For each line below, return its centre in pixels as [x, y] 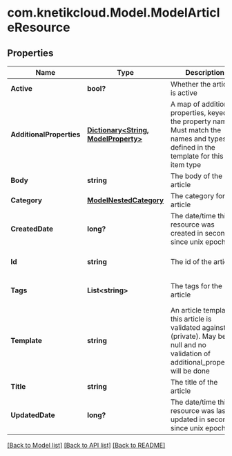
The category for [198, 196]
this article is [191, 319]
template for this [197, 156]
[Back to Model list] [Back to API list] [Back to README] [86, 445]
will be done [190, 371]
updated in [188, 419]
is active [184, 93]
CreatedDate [32, 229]
